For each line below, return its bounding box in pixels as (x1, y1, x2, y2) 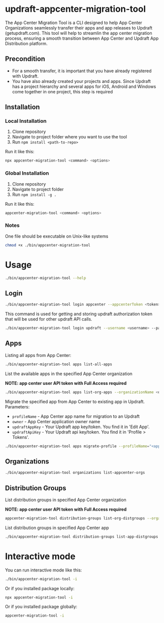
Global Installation (5, 170, 49, 177)
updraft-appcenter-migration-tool (5, 3, 146, 15)
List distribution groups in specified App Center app (5, 524, 109, 531)
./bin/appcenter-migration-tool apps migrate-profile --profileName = (5, 443, 150, 449)
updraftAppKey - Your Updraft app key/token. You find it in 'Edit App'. (12, 424, 150, 430)
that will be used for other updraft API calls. (5, 316, 93, 322)
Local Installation (5, 118, 47, 125)
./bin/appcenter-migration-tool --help (5, 275, 86, 280)
